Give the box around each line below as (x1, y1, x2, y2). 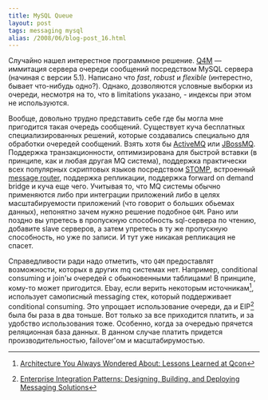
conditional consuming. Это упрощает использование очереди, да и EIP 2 (8, 300, 254, 311)
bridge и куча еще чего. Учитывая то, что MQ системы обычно (8, 181, 221, 192)
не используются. (8, 98, 69, 108)
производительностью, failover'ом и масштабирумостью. (8, 335, 205, 345)
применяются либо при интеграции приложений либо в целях (8, 190, 221, 200)
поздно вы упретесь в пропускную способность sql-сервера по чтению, (8, 216, 257, 225)
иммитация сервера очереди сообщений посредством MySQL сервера (8, 65, 254, 74)
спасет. (8, 241, 33, 251)
